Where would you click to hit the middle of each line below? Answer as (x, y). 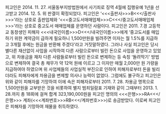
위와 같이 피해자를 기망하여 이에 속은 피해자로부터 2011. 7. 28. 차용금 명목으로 (80, 82)
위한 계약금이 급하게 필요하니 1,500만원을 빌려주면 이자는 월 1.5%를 (80, 38)
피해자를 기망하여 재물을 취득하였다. (45, 106)
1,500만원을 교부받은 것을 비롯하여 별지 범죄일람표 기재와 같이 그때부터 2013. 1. (82, 88)
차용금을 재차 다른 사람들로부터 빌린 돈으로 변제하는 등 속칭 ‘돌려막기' (83, 57)
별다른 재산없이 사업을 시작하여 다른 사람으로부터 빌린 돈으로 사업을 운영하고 (79, 51)
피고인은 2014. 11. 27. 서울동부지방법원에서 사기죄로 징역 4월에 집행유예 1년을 (80, 7)
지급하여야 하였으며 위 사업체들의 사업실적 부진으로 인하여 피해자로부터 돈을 (78, 69)
